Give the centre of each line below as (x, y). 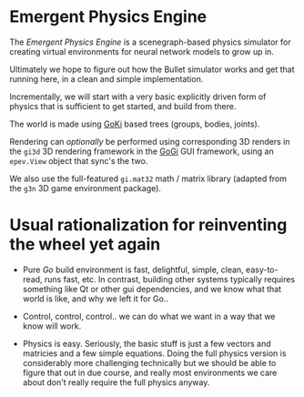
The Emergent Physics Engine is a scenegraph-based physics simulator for (150, 42)
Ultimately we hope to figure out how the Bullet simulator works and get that (152, 69)
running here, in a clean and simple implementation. (106, 78)
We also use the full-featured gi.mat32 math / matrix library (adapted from (148, 178)
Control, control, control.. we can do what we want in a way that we (149, 316)
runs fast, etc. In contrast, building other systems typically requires (170, 279)
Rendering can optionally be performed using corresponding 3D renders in (150, 141)
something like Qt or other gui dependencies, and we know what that (152, 289)
